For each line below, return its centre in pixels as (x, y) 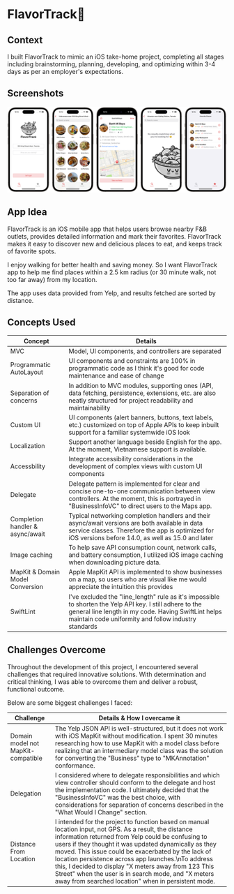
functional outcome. (36, 689)
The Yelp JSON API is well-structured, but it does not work (139, 728)
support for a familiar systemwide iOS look (129, 432)
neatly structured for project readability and (131, 400)
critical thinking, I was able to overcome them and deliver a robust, (103, 681)
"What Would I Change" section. (101, 812)
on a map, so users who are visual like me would (138, 579)
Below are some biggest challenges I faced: (70, 702)
